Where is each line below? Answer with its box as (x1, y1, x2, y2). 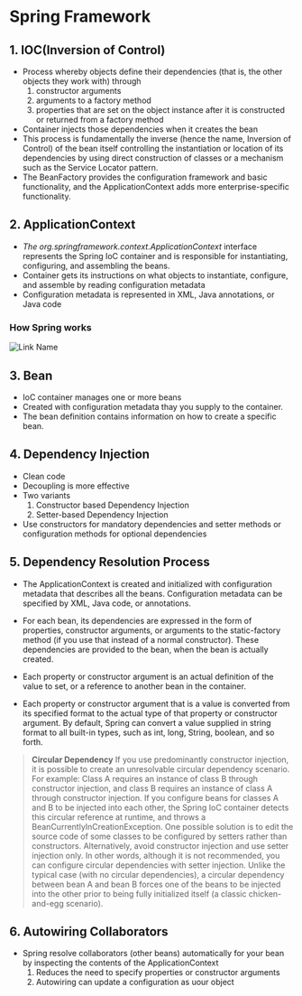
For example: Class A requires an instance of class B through (31, 773, 259, 784)
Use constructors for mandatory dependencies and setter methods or (22, 518, 282, 529)
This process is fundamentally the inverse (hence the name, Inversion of (22, 134, 291, 144)
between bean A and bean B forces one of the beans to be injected (31, 879, 281, 889)
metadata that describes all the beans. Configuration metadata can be (22, 588, 283, 599)
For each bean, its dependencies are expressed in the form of (22, 615, 252, 626)
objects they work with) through (22, 76, 142, 87)
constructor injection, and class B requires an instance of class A (31, 783, 273, 794)
